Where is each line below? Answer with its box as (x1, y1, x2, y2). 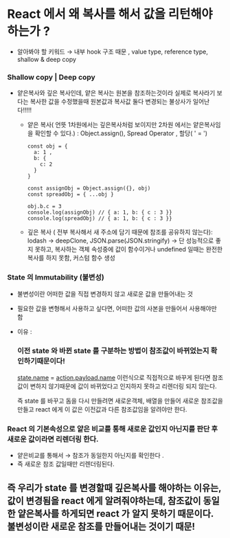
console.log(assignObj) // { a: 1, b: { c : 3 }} (27, 209, 173, 216)
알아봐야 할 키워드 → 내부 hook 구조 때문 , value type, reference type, (16, 47, 208, 56)
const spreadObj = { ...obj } (27, 191, 115, 198)
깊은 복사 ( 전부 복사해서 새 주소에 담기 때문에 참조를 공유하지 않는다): (27, 228, 213, 236)
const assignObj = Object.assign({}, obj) (27, 185, 151, 192)
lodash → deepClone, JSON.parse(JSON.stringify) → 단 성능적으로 (27, 236, 214, 245)
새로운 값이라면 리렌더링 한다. (7, 434, 99, 444)
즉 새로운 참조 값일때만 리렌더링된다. (16, 460, 115, 468)
